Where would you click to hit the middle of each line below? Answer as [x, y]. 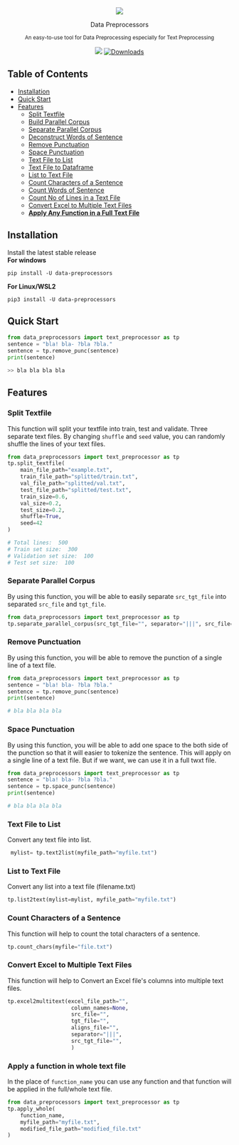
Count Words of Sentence [66, 190]
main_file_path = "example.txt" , [67, 470]
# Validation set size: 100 [51, 556]
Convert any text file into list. [49, 840]
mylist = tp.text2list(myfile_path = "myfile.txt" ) [84, 853]
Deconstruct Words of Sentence [75, 137]
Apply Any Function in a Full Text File [84, 213]
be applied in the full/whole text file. [60, 1089]
